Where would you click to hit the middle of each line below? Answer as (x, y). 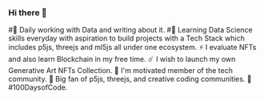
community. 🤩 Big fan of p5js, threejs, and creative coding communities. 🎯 (130, 79)
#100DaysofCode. (38, 87)
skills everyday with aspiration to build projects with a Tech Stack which (127, 38)
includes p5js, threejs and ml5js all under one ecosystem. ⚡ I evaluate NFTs (132, 48)
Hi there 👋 (28, 13)
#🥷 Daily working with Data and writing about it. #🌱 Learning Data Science (131, 30)
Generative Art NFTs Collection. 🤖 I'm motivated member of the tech (121, 71)
